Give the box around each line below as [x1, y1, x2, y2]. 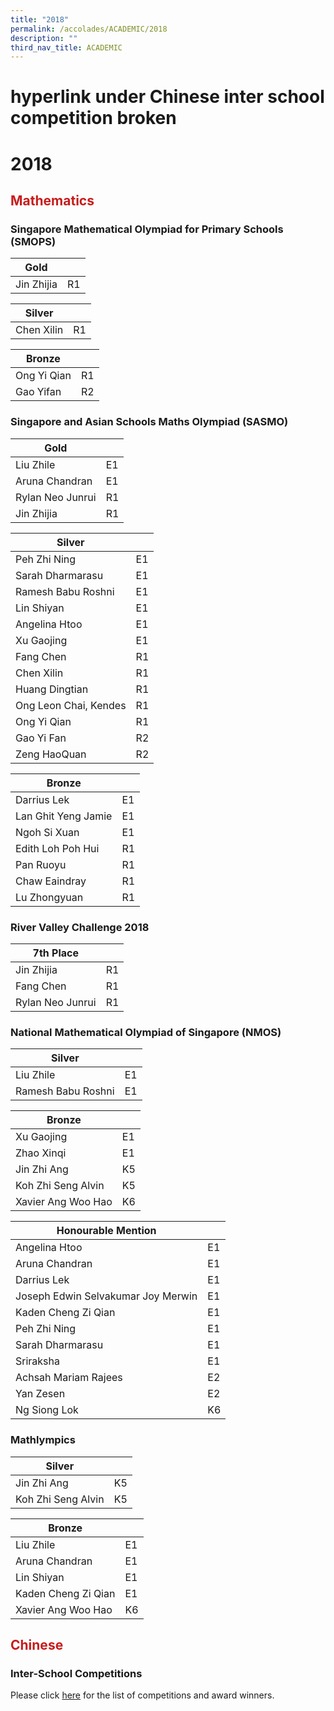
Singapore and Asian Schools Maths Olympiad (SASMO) [10, 415, 289, 429]
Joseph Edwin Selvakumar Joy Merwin [15, 1289, 198, 1303]
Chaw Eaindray [15, 874, 87, 888]
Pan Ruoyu [15, 857, 67, 871]
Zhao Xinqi [15, 1146, 67, 1160]
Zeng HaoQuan [15, 747, 87, 761]
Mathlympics [10, 1433, 76, 1447]
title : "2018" [10, 14, 70, 25]
